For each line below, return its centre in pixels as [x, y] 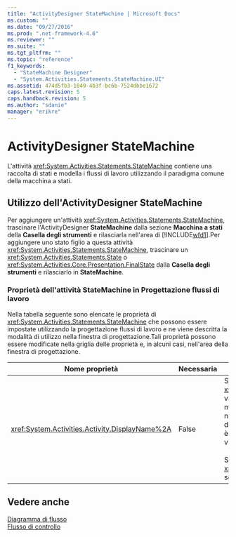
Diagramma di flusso [37, 519]
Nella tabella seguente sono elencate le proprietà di [82, 314]
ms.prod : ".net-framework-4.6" [53, 33]
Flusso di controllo [34, 526]
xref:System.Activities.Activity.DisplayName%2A [91, 429]
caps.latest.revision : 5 [44, 92]
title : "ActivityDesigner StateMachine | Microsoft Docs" [94, 14]
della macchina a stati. [40, 180]
